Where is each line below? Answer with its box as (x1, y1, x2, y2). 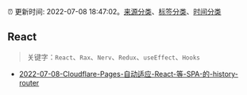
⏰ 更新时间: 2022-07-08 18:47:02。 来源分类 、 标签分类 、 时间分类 (7, 7, 222, 16)
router (18, 78, 40, 87)
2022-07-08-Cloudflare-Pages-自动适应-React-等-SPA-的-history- (18, 69, 239, 78)
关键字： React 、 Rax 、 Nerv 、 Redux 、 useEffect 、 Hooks (26, 52, 200, 62)
